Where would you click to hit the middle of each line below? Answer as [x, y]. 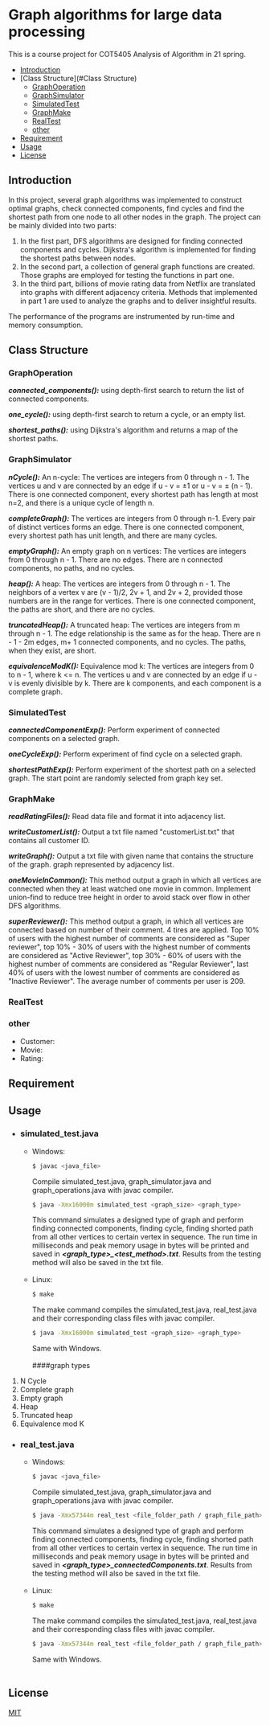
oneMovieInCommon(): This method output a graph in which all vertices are [135, 880]
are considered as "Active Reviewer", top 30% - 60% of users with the [125, 956]
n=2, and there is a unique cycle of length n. [82, 502]
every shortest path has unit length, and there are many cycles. [113, 535]
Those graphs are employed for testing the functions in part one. [127, 275]
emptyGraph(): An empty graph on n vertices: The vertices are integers [127, 551]
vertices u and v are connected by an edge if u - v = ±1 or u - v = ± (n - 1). [131, 486]
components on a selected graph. [64, 739]
